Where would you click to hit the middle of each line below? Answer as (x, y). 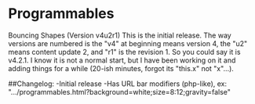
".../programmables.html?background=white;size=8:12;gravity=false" (120, 91)
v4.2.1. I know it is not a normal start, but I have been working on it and (122, 60)
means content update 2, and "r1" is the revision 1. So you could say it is (124, 52)
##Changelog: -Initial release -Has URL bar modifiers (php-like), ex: (118, 84)
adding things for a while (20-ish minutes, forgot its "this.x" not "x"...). (121, 68)
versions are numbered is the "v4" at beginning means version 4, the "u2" (128, 43)
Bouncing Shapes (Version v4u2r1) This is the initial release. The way (120, 35)
